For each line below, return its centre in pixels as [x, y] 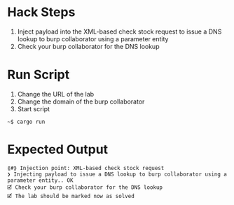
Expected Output [58, 149]
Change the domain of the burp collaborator [81, 101]
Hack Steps [41, 12]
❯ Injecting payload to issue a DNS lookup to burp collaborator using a [117, 174]
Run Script [39, 75]
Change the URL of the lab [56, 94]
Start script [34, 108]
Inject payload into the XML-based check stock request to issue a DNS [119, 31]
